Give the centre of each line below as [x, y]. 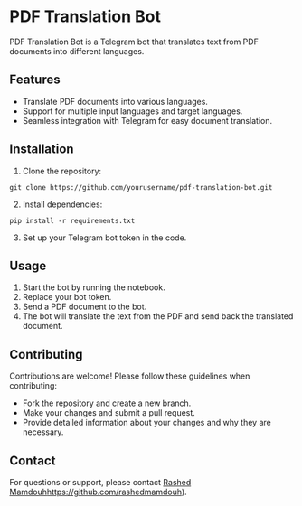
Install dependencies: [62, 204]
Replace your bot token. [67, 297]
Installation [42, 150]
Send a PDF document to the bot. [85, 307]
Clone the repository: [62, 171]
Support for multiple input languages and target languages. [132, 111]
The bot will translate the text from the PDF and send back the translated [158, 316]
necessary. [43, 432]
